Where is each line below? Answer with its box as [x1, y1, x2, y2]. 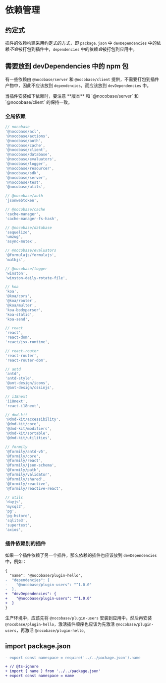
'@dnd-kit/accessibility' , [5, 417, 61, 422]
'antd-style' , [5, 376, 35, 381]
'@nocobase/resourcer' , [5, 166, 55, 171]
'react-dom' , [5, 335, 32, 340]
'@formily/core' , [5, 454, 41, 458]
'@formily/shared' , [5, 476, 46, 482]
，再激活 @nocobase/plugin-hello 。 [16, 627, 88, 633]
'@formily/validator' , [5, 472, 52, 477]
